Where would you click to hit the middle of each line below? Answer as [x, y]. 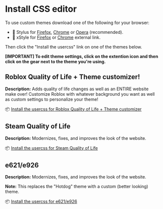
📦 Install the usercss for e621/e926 [41, 202]
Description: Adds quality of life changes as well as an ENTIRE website [77, 89]
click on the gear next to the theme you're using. [56, 61]
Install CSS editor [41, 9]
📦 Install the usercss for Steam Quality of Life [51, 148]
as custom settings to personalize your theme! [52, 99]
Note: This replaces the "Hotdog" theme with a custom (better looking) [77, 186]
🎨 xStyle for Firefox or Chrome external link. [56, 37]
